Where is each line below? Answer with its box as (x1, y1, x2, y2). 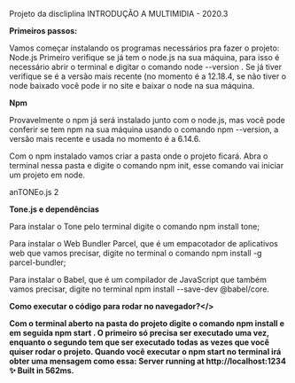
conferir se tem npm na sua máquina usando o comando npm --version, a (9, 124, 279, 135)
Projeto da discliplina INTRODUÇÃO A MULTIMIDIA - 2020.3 (9, 9, 229, 19)
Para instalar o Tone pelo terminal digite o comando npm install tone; (9, 222, 260, 231)
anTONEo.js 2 (9, 187, 59, 197)
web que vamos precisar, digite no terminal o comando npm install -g (9, 248, 262, 258)
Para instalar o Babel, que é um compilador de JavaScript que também (9, 275, 268, 285)
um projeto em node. (9, 169, 86, 180)
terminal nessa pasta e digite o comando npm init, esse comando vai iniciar (9, 160, 284, 170)
